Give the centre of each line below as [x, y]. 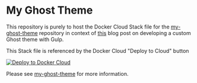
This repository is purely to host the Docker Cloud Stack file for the [88, 27]
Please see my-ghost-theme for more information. [67, 74]
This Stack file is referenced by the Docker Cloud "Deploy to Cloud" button [98, 50]
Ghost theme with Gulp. [35, 39]
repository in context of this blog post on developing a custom [115, 33]
